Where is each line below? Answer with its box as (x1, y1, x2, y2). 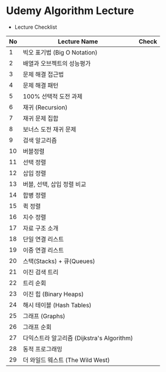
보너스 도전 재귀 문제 (23, 125, 77, 133)
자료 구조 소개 (23, 224, 58, 232)
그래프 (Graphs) (23, 312, 65, 320)
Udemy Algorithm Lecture (6, 4, 134, 18)
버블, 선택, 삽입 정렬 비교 (23, 180, 87, 188)
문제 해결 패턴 (23, 81, 58, 89)
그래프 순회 (23, 323, 51, 331)
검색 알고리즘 (23, 136, 57, 144)
